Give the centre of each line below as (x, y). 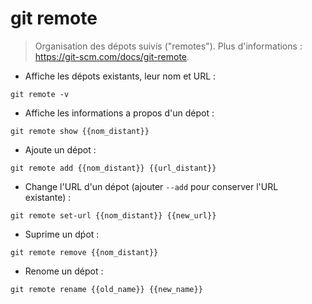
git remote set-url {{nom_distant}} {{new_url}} (113, 215)
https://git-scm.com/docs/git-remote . (112, 56)
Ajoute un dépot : (60, 149)
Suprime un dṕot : (62, 234)
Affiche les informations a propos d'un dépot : (119, 113)
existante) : (48, 197)
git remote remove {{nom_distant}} (84, 252)
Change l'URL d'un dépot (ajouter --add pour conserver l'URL (151, 186)
